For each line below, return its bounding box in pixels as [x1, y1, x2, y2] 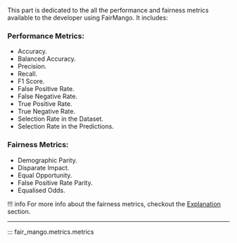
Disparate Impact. [17, 163, 70, 172]
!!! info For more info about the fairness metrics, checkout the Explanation [7, 199, 221, 208]
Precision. [17, 62, 47, 71]
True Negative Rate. [17, 107, 75, 116]
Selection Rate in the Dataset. [17, 114, 104, 123]
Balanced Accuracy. [17, 54, 76, 63]
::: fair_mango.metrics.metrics [7, 227, 95, 236]
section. [7, 207, 31, 215]
